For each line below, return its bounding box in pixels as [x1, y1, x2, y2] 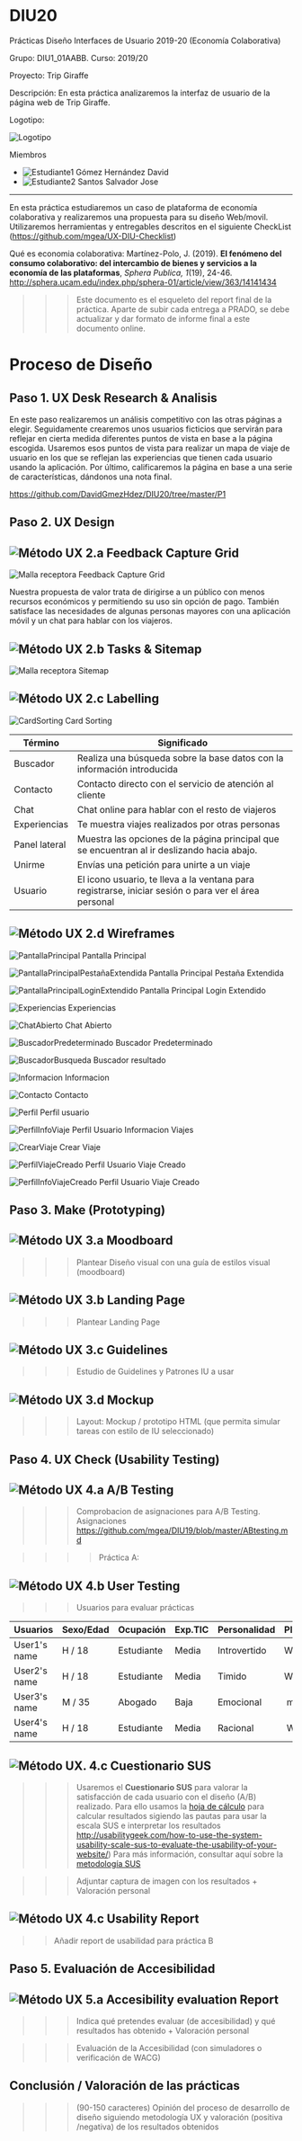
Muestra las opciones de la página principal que [76, 833, 280, 845]
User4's [13, 1717, 48, 1729]
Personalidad [217, 1624, 276, 1637]
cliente [76, 789, 106, 801]
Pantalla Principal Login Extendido [139, 985, 267, 995]
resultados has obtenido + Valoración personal [75, 2025, 250, 2037]
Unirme [13, 858, 45, 870]
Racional [217, 1722, 254, 1735]
